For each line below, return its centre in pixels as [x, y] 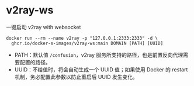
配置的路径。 [35, 62]
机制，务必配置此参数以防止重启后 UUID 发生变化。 [76, 77]
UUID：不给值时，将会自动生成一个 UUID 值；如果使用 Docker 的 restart [101, 69]
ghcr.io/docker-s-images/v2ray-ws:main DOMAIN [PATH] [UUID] [87, 43]
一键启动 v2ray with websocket [44, 27]
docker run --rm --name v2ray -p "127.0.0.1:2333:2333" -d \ [82, 38]
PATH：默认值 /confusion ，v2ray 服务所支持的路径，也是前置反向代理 [99, 55]
